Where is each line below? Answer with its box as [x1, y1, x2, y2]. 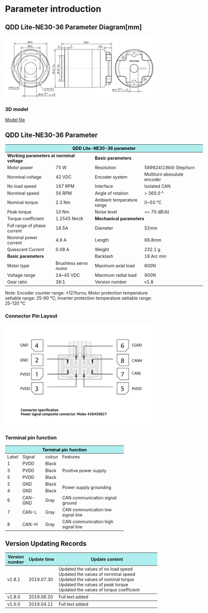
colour [45, 454, 58, 460]
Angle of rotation [95, 190, 129, 196]
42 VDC [56, 174, 72, 180]
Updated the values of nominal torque [58, 576, 134, 583]
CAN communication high [62, 519, 113, 524]
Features [62, 454, 80, 460]
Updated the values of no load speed [58, 566, 133, 572]
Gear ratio [7, 279, 28, 285]
